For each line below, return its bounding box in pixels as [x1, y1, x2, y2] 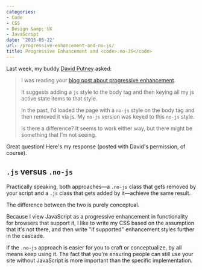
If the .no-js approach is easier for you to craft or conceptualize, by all [6, 243, 182, 251]
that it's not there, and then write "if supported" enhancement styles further [6, 225, 195, 233]
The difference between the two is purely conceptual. [6, 201, 140, 208]
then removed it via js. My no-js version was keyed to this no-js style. [21, 113, 195, 120]
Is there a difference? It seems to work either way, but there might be [21, 125, 193, 132]
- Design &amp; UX [6, 25, 52, 32]
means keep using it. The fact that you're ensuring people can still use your [6, 250, 194, 257]
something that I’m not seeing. [21, 131, 96, 138]
